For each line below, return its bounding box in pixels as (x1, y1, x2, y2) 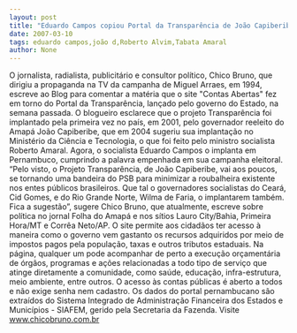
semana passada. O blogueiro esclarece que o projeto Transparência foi (9, 108, 272, 118)
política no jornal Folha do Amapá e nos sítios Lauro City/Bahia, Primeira (9, 211, 271, 222)
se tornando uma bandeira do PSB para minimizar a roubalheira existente (9, 173, 276, 184)
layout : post (9, 12, 57, 22)
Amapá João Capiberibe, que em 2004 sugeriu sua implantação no (9, 126, 254, 137)
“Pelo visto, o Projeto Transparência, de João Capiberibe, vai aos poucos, (9, 164, 278, 175)
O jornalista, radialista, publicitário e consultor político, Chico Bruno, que (9, 70, 273, 80)
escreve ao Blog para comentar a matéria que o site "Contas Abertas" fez (9, 89, 277, 100)
